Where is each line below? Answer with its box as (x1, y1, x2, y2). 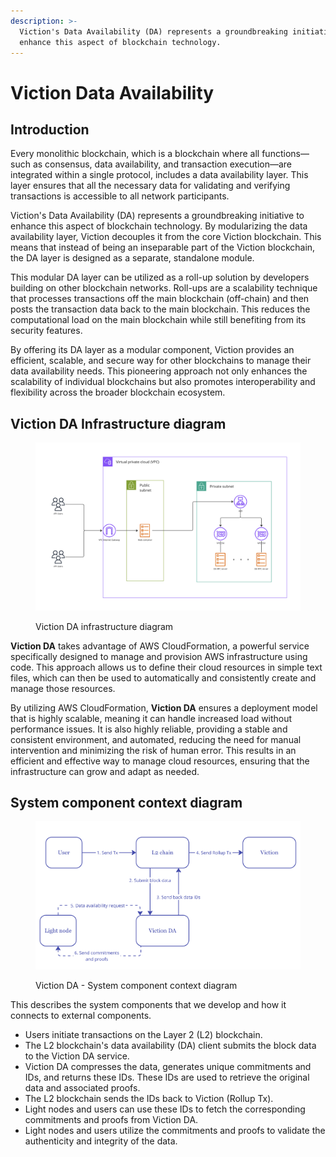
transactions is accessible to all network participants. (10, 190, 230, 202)
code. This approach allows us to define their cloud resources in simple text (10, 661, 323, 673)
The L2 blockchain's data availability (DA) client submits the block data (24, 1039, 317, 1051)
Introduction (10, 121, 90, 138)
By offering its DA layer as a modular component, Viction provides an (10, 344, 295, 356)
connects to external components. (10, 1009, 152, 1021)
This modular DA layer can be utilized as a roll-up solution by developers (10, 271, 310, 284)
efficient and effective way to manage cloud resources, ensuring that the (10, 755, 310, 767)
